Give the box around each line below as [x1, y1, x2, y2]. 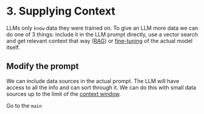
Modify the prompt [6, 61, 79, 72]
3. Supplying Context [6, 4, 116, 18]
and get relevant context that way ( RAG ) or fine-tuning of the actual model [6, 37, 193, 44]
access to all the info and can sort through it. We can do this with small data [6, 84, 197, 91]
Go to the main [6, 102, 43, 109]
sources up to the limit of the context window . [6, 90, 121, 98]
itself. [6, 44, 20, 51]
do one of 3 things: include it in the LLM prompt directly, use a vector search [6, 30, 199, 38]
